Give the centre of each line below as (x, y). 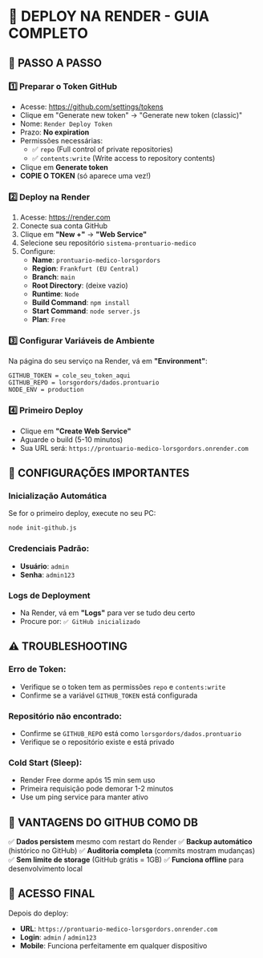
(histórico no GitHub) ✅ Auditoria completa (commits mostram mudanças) (131, 851)
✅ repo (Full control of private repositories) (103, 149)
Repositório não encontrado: (65, 716)
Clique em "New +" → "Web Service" (83, 235)
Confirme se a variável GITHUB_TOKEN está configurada (109, 695)
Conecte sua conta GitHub (64, 226)
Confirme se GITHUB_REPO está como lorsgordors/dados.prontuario (131, 733)
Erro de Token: (37, 670)
